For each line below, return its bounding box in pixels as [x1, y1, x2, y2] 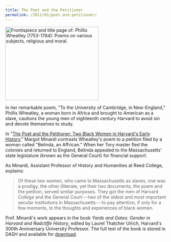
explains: [5, 167, 25, 174]
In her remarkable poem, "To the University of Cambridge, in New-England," [5, 104, 165, 111]
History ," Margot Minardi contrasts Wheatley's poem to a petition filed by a [5, 136, 162, 142]
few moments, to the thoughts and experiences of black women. [17, 205, 154, 211]
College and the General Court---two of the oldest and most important [17, 194, 166, 200]
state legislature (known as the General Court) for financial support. [5, 152, 148, 159]
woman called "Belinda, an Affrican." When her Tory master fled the [5, 141, 148, 147]
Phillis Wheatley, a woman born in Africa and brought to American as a [5, 109, 154, 116]
